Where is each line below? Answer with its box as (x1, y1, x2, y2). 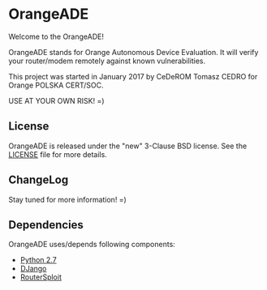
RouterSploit (19, 272, 62, 282)
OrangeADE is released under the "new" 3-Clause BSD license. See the (8, 141, 248, 151)
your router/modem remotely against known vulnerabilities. (8, 56, 206, 66)
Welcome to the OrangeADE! (8, 32, 104, 41)
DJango (19, 264, 47, 274)
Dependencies (8, 218, 84, 232)
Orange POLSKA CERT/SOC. (8, 80, 104, 90)
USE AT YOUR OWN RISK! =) (8, 96, 105, 105)
